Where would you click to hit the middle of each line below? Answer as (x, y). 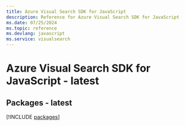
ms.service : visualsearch (38, 39)
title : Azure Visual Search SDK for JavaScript (66, 12)
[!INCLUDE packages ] (33, 117)
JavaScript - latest (53, 81)
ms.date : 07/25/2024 (32, 22)
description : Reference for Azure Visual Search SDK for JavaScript (93, 17)
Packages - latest (39, 103)
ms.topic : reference (32, 28)
